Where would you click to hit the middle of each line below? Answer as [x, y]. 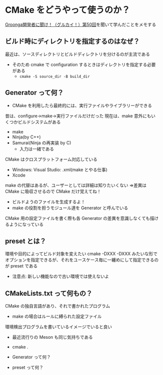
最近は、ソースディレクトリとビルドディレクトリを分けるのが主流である [78, 54]
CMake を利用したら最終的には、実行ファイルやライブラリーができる [82, 105]
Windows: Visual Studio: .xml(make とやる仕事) [60, 170]
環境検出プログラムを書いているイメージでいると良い [58, 327]
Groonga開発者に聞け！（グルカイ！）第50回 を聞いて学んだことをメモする [81, 24]
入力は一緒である [37, 149]
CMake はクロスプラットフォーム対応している [51, 159]
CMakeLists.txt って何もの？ [49, 293]
